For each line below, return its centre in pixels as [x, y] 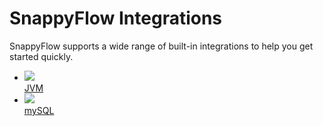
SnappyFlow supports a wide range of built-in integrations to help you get [161, 46]
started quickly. [41, 56]
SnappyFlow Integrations [116, 18]
